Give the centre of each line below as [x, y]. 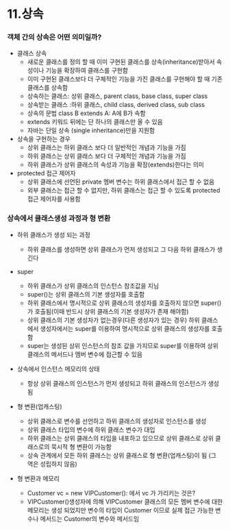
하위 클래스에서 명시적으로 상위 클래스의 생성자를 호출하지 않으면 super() [124, 303]
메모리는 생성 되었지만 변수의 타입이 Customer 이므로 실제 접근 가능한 [120, 510]
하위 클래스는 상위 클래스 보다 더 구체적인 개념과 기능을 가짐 [106, 156]
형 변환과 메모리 [38, 478]
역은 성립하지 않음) [52, 464]
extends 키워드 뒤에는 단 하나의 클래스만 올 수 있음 [95, 122]
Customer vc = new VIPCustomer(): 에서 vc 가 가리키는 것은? [111, 493]
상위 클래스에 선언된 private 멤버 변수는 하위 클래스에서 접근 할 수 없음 [121, 182]
